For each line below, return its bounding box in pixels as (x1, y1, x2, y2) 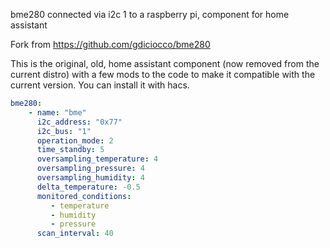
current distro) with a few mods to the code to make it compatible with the (10, 69, 316, 80)
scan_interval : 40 (36, 229, 114, 239)
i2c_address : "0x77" (36, 117, 123, 127)
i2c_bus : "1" (36, 126, 92, 136)
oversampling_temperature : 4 (36, 154, 159, 164)
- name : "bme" (28, 107, 87, 118)
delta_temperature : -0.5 (36, 182, 141, 192)
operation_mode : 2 (36, 135, 114, 146)
